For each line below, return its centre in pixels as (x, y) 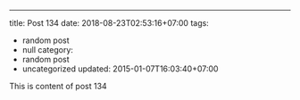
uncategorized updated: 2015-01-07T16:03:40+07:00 (120, 69)
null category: (48, 50)
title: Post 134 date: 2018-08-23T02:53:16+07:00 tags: (109, 23)
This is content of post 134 (58, 86)
